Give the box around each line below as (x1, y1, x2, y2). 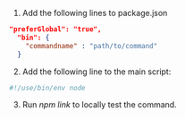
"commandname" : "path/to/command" (25, 41, 158, 50)
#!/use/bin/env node (9, 83, 87, 92)
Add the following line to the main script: (21, 66, 172, 77)
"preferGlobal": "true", (9, 25, 102, 34)
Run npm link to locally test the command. (21, 99, 177, 110)
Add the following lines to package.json (21, 8, 168, 18)
